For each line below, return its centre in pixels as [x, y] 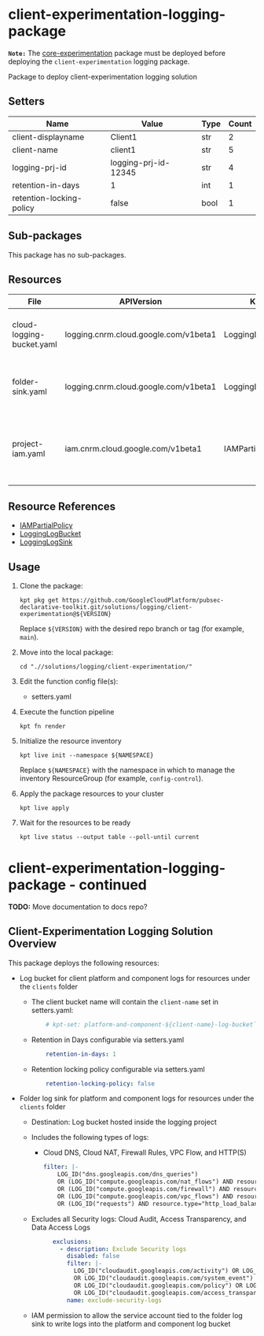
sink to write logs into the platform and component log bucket [131, 1323]
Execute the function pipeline [67, 712]
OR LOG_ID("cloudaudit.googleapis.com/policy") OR [158, 1286]
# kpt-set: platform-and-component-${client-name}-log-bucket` [151, 1024]
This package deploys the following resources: [84, 963]
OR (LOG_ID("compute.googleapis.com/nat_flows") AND [145, 1182]
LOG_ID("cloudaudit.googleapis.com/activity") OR [156, 1271]
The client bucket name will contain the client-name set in [125, 1001]
